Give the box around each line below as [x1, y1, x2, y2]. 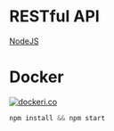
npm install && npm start [9, 113, 105, 122]
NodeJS [9, 36, 39, 46]
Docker [9, 67, 64, 87]
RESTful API [9, 6, 100, 27]
